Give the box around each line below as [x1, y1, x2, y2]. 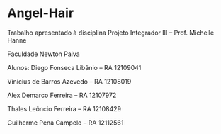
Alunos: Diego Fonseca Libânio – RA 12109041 [7, 63, 142, 72]
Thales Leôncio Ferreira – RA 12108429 [7, 104, 122, 113]
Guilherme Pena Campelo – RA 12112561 [7, 118, 124, 127]
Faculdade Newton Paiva [7, 50, 80, 58]
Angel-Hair [7, 5, 74, 21]
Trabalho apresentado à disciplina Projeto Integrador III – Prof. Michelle [7, 28, 215, 37]
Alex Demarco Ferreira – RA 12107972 [7, 91, 117, 99]
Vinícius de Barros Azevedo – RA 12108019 [7, 77, 132, 86]
